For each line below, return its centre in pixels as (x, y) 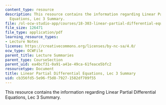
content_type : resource (30, 10)
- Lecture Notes (22, 42)
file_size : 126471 (24, 28)
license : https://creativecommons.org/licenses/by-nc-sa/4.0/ (70, 46)
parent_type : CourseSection (34, 60)
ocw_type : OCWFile (24, 51)
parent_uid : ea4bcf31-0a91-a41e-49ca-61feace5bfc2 (58, 64)
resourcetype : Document (30, 69)
